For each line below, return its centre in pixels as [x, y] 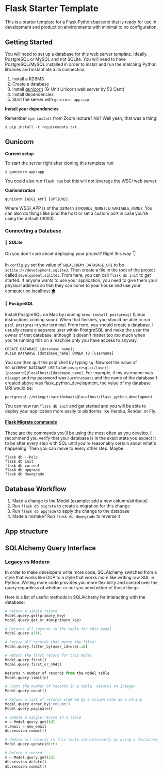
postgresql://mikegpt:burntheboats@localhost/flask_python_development [79, 397]
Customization [20, 190]
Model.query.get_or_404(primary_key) [43, 620]
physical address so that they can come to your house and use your [73, 285]
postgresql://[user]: [90, 368]
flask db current [23, 466]
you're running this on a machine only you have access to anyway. [72, 340]
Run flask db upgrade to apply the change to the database [71, 511]
